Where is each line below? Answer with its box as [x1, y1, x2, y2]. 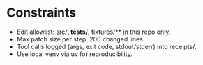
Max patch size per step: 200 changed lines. [16, 35, 145, 43]
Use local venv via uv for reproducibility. [16, 50, 133, 58]
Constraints [6, 5, 77, 21]
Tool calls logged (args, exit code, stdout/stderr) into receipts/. [16, 42, 197, 50]
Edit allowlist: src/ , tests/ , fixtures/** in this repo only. [16, 28, 171, 36]
